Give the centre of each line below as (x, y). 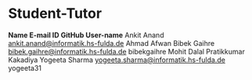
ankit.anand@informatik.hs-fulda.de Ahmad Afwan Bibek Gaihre (112, 43)
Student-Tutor (55, 14)
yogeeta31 (25, 68)
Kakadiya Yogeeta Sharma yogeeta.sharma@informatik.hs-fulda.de (117, 60)
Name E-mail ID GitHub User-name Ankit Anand (86, 35)
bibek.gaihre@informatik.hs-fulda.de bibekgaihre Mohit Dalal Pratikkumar (126, 51)
